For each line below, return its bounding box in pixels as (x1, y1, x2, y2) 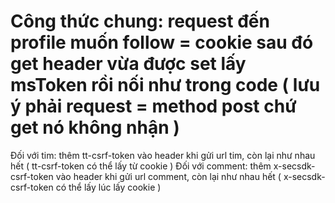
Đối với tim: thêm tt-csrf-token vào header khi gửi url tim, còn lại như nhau (10, 149, 316, 161)
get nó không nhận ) (10, 116, 180, 139)
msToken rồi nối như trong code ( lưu (10, 74, 321, 97)
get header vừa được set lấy (10, 53, 247, 75)
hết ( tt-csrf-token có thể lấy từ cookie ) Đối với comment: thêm (10, 160, 272, 172)
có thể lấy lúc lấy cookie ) (55, 181, 162, 193)
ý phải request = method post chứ (10, 95, 297, 118)
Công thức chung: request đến (10, 10, 270, 33)
